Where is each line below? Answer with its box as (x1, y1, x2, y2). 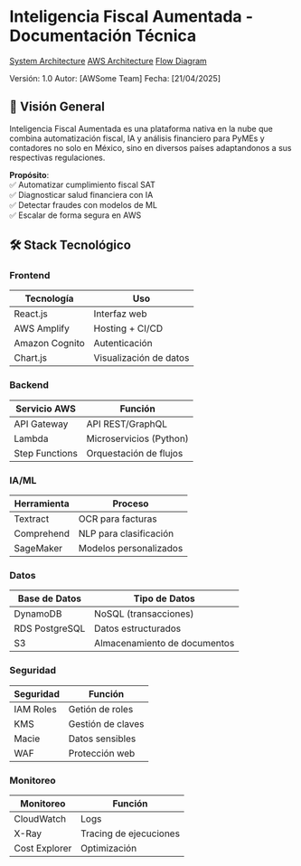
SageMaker (14, 542, 63, 555)
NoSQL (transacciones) (94, 607, 194, 620)
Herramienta (14, 497, 70, 510)
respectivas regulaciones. (9, 152, 106, 163)
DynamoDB (14, 607, 62, 620)
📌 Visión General (9, 99, 106, 115)
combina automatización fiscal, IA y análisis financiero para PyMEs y (9, 133, 265, 144)
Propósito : (9, 169, 50, 180)
